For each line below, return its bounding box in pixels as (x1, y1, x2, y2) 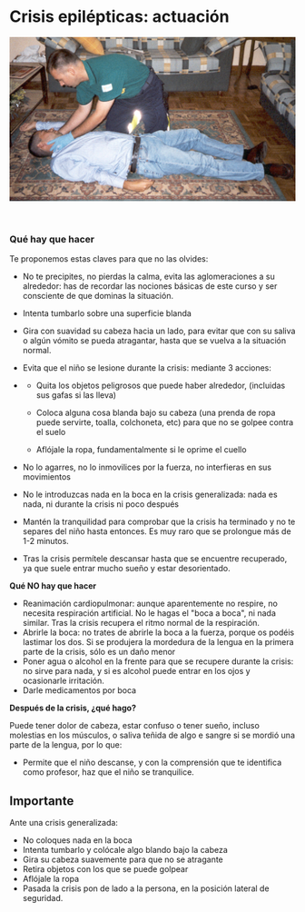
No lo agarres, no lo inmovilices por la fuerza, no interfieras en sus (22, 461, 272, 473)
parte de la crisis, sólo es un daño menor (22, 647, 176, 658)
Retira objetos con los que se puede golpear (22, 863, 189, 874)
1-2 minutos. (22, 536, 70, 547)
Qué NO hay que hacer (9, 580, 97, 591)
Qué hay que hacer (9, 233, 95, 245)
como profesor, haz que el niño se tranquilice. (22, 767, 195, 778)
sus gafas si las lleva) (35, 390, 116, 401)
